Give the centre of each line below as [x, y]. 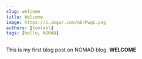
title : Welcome [25, 17]
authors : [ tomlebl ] [30, 28]
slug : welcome [23, 11]
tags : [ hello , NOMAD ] [33, 33]
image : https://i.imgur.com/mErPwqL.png [56, 22]
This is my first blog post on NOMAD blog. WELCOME [71, 50]
